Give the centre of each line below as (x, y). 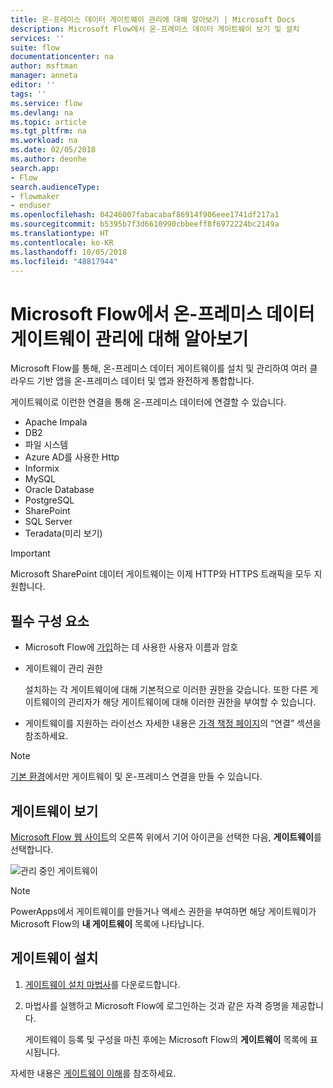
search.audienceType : (55, 187)
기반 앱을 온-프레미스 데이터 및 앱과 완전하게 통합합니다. (145, 381)
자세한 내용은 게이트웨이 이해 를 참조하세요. (93, 1073)
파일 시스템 (46, 445)
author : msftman (44, 66)
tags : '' (28, 94)
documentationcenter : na (62, 57)
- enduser (31, 206)
